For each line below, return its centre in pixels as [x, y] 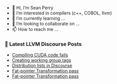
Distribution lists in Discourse [42, 65]
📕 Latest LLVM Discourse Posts [43, 44]
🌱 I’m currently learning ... [38, 18]
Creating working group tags [41, 60]
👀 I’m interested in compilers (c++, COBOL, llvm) [62, 13]
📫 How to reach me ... [35, 29]
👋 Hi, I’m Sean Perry [32, 8]
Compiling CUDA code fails [40, 55]
